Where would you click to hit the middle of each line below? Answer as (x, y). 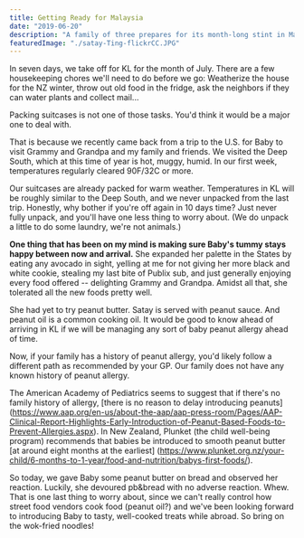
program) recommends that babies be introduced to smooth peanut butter (147, 441)
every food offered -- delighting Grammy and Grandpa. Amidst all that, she (148, 283)
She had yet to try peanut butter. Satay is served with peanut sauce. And (145, 310)
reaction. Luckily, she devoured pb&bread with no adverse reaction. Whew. (149, 487)
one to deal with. (41, 125)
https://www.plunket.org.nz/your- (222, 451)
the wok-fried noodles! (52, 526)
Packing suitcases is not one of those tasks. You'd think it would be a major (150, 115)
